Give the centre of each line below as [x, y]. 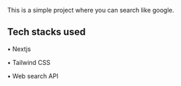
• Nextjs [19, 49]
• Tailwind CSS [29, 62]
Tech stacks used [46, 32]
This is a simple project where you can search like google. [91, 10]
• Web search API [33, 76]
